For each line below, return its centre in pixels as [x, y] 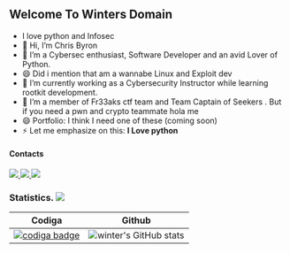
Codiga [46, 220]
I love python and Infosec [68, 35]
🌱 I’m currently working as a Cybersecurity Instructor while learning [145, 82]
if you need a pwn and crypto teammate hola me [110, 111]
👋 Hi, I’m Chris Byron [60, 45]
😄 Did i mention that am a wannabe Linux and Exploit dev [127, 73]
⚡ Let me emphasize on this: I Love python [100, 130]
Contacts [27, 154]
